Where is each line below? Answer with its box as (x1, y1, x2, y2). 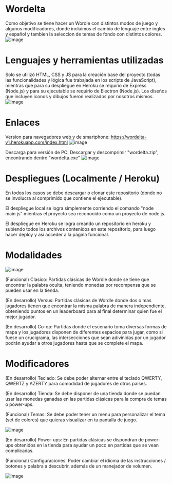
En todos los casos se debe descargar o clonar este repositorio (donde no (5, 190, 162, 196)
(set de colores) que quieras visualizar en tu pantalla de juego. (5, 417, 138, 423)
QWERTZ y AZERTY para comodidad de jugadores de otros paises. (5, 380, 147, 386)
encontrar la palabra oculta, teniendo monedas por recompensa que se (5, 282, 156, 288)
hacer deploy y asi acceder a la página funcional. (5, 231, 109, 237)
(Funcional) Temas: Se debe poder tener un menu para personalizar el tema (5, 411, 165, 417)
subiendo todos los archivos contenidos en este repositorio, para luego (5, 226, 156, 232)
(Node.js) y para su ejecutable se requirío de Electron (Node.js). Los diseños (5, 88, 167, 94)
